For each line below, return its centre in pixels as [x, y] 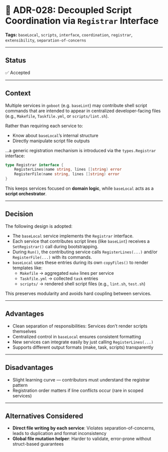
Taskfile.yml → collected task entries [59, 278]
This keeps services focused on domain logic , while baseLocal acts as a [79, 188]
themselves [24, 331]
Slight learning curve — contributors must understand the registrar [81, 379]
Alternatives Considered [44, 416]
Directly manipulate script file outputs [51, 141]
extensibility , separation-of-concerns [46, 40]
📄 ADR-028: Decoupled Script [68, 10]
